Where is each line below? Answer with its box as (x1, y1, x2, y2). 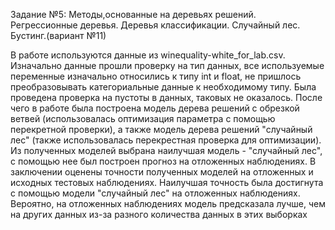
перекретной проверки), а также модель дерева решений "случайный (10, 124, 313, 135)
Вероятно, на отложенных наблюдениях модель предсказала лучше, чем (10, 198, 326, 209)
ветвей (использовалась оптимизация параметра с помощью (10, 113, 276, 124)
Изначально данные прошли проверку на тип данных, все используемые (10, 60, 325, 71)
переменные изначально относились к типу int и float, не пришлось (10, 70, 302, 82)
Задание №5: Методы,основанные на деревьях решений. (10, 9, 257, 20)
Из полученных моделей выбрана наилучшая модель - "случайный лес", (10, 145, 323, 156)
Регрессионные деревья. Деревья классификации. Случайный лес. (10, 19, 301, 31)
